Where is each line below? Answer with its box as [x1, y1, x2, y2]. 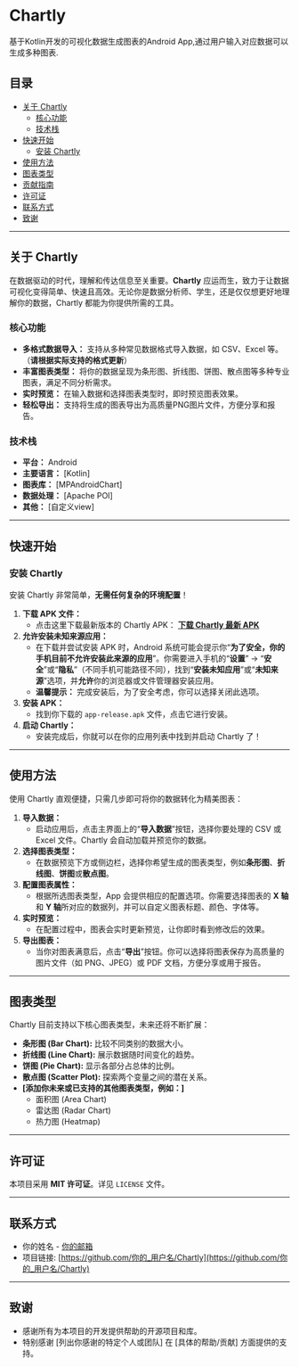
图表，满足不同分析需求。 [21, 376, 117, 388]
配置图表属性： [21, 879, 77, 890]
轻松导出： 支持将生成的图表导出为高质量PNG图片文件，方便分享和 [21, 399, 268, 410]
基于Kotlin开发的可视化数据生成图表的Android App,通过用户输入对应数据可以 [9, 36, 289, 46]
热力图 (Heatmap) [35, 1116, 101, 1127]
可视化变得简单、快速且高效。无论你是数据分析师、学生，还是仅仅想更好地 [9, 286, 282, 297]
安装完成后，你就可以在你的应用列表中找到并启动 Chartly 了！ [35, 730, 263, 741]
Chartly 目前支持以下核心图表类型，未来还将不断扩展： [9, 1019, 210, 1030]
